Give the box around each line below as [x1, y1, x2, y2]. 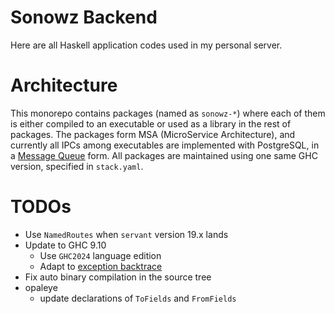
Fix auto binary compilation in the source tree [24, 271, 212, 283]
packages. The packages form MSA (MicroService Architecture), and [10, 128, 296, 140]
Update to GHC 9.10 [24, 239, 107, 251]
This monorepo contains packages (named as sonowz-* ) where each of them [10, 107, 326, 119]
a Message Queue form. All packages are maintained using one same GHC [10, 149, 318, 161]
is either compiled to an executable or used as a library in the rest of [10, 117, 292, 130]
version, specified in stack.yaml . [10, 160, 144, 172]
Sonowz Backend [10, 6, 158, 29]
